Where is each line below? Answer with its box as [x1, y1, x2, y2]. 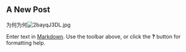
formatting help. [6, 39, 46, 46]
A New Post [6, 5, 51, 15]
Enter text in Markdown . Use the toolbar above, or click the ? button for [6, 32, 181, 40]
